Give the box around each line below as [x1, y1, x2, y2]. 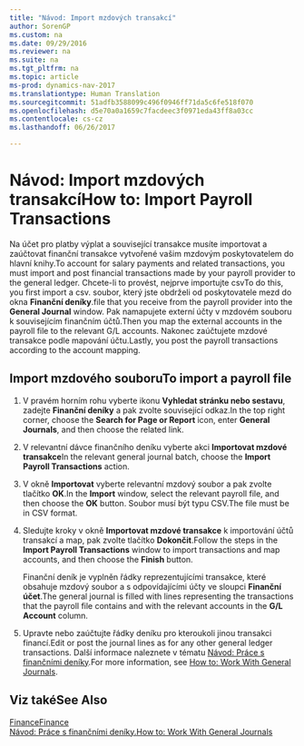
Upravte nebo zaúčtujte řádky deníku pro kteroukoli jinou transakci [22, 627, 272, 638]
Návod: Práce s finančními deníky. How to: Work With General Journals [9, 726, 273, 737]
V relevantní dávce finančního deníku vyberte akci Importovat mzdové [22, 441, 288, 452]
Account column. [22, 610, 89, 621]
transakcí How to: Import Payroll [9, 190, 253, 210]
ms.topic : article [9, 73, 79, 82]
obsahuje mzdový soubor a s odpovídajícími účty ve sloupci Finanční [22, 581, 282, 592]
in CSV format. [22, 507, 78, 518]
